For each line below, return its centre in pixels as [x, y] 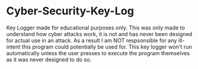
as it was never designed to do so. [49, 59]
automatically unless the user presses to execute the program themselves [98, 53]
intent [14, 47]
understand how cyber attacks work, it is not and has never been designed [99, 34]
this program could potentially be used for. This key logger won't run [107, 47]
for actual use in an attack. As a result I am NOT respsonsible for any [91, 40]
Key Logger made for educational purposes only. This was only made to [96, 28]
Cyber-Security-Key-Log [70, 11]
